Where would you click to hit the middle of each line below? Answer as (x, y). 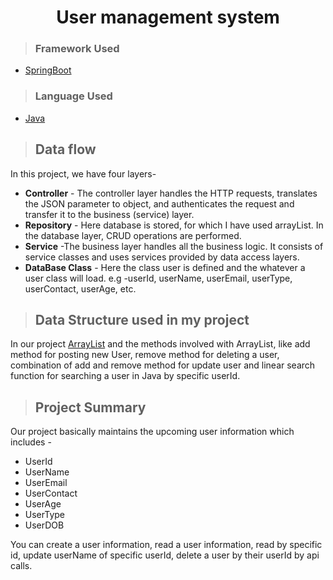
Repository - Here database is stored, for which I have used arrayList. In (174, 225)
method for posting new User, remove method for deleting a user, (145, 355)
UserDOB (44, 525)
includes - (31, 442)
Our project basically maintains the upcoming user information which (152, 432)
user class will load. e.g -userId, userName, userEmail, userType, (158, 278)
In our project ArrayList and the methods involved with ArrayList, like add (160, 344)
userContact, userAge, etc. (80, 288)
